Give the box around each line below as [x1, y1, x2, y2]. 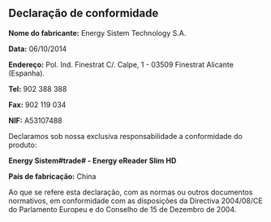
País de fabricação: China [8, 171, 97, 181]
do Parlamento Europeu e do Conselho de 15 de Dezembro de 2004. [8, 204, 237, 214]
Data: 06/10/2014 [8, 44, 67, 54]
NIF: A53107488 [8, 115, 62, 125]
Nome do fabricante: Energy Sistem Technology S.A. [8, 28, 187, 37]
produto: [8, 140, 37, 150]
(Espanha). [8, 68, 45, 78]
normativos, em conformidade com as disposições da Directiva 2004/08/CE [8, 195, 263, 206]
